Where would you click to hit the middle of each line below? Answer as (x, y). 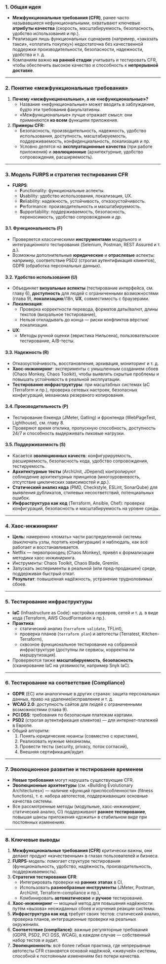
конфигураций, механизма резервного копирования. (68, 395)
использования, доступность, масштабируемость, (73, 136)
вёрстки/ (139, 320)
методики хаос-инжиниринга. (44, 558)
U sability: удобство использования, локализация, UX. (76, 196)
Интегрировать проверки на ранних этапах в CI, (71, 882)
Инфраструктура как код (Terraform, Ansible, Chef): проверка (78, 503)
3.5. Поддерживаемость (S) (35, 445)
